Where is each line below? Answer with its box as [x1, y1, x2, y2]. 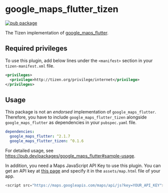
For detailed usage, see [5, 147, 53, 153]
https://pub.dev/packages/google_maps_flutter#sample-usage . [5, 152, 136, 158]
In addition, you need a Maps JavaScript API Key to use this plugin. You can [5, 162, 161, 168]
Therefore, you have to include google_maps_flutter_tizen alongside [5, 114, 147, 120]
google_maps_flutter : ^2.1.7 [9, 134, 70, 139]
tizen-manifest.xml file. [5, 62, 54, 68]
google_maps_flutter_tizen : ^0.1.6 [9, 138, 84, 143]
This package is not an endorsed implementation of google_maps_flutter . [5, 109, 156, 115]
